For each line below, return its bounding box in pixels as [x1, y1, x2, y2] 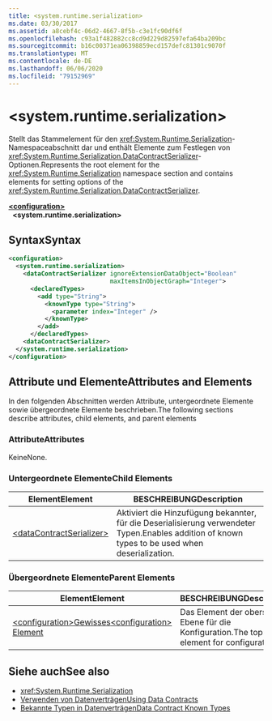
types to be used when [116, 538, 204, 549]
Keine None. [8, 452, 48, 462]
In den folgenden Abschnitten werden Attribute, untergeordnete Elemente [8, 396, 253, 406]
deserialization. [116, 548, 175, 559]
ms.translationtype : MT [8, 49, 89, 58]
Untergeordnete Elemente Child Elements [8, 472, 172, 484]
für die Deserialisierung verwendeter [116, 518, 256, 529]
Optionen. [8, 160, 42, 169]
